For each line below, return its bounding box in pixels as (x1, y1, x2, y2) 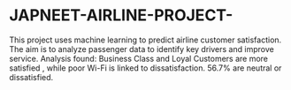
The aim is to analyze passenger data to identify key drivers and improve (9, 43, 274, 54)
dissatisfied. (9, 71, 54, 82)
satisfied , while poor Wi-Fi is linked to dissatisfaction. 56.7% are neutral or (9, 63, 282, 73)
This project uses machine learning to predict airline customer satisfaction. (9, 34, 282, 45)
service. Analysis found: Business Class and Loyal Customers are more (9, 53, 268, 64)
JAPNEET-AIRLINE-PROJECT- (9, 5, 234, 26)
